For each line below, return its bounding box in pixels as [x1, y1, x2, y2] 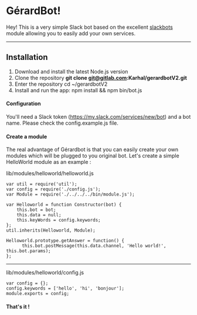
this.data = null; [16, 212, 62, 218]
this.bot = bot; [16, 207, 57, 213]
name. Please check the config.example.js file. [6, 119, 119, 126]
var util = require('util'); [6, 181, 77, 187]
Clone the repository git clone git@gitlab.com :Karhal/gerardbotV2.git [14, 74, 188, 81]
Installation [6, 52, 48, 62]
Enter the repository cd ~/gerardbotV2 [14, 81, 108, 88]
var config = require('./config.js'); [6, 186, 101, 192]
